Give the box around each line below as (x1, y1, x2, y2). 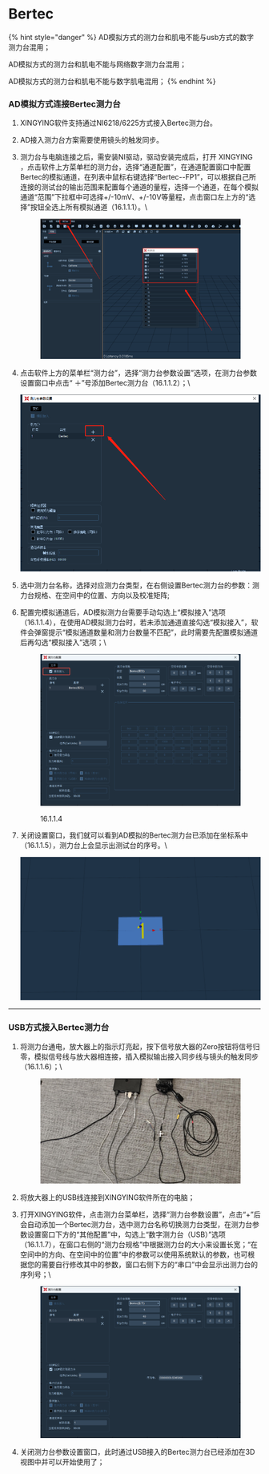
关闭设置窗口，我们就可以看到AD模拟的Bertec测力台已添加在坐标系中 (19, 830, 248, 840)
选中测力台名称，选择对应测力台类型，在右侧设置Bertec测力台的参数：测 (19, 580, 260, 590)
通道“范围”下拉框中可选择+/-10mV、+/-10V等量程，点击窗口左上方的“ (19, 192, 249, 202)
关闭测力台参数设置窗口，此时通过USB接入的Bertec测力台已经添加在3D (19, 1448, 255, 1457)
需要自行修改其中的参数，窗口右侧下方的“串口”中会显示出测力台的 (41, 1260, 259, 1270)
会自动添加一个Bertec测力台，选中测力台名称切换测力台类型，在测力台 (19, 1220, 253, 1230)
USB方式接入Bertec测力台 (8, 1022, 110, 1033)
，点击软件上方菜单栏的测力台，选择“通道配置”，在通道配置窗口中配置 (19, 162, 251, 172)
